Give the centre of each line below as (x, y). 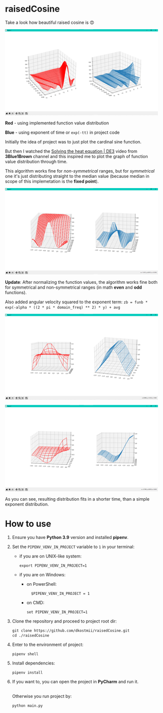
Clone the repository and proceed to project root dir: (65, 621)
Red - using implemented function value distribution (57, 123)
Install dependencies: (33, 663)
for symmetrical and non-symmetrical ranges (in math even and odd (73, 287)
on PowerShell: (41, 584)
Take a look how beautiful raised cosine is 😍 (50, 22)
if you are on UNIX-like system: (50, 556)
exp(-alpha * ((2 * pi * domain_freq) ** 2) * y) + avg (63, 307)
